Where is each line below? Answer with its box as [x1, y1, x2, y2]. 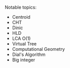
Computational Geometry [12, 46, 65, 52]
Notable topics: [5, 5, 37, 10]
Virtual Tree [12, 41, 37, 47]
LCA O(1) [12, 35, 31, 41]
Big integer [12, 57, 36, 62]
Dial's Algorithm [12, 51, 46, 57]
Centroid [12, 14, 31, 20]
